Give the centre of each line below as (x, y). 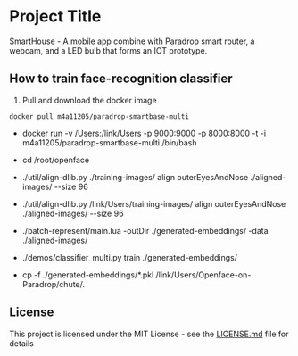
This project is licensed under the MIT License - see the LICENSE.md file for (149, 334)
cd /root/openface (56, 160)
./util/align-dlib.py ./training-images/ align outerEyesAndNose (135, 177)
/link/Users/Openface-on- (203, 275)
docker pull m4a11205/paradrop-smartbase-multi (99, 116)
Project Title (55, 17)
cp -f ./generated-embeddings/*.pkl (88, 275)
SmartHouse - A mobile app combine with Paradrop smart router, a (132, 41)
